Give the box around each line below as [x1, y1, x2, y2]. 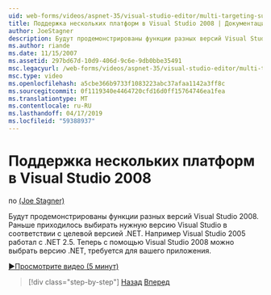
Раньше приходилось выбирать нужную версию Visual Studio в [8, 220, 227, 230]
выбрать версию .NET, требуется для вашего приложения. [8, 246, 212, 255]
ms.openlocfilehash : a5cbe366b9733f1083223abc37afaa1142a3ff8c [8, 79, 226, 87]
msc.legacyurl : [8, 65, 60, 73]
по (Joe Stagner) [8, 196, 65, 205]
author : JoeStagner [8, 27, 74, 35]
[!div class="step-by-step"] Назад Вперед [27, 276, 170, 287]
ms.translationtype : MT [8, 95, 89, 103]
